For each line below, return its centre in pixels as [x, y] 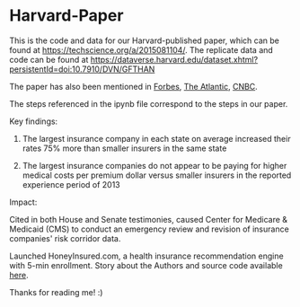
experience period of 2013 [71, 184]
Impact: [23, 202]
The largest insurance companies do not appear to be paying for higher [154, 165]
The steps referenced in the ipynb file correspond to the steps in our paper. [149, 103]
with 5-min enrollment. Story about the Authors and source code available [146, 265]
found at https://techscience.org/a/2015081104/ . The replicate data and [141, 49]
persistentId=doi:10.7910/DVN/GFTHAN [82, 69]
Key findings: [34, 121]
